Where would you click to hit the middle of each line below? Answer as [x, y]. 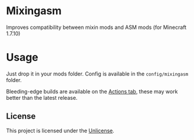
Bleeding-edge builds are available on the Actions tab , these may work [92, 91]
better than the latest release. [42, 97]
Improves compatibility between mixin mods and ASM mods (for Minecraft [96, 27]
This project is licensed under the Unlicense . [60, 131]
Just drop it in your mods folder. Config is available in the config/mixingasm [97, 74]
